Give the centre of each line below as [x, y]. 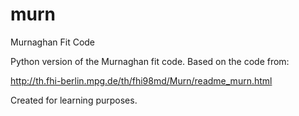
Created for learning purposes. [74, 100]
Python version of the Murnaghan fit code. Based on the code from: [150, 61]
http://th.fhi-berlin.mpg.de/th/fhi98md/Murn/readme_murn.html [141, 80]
